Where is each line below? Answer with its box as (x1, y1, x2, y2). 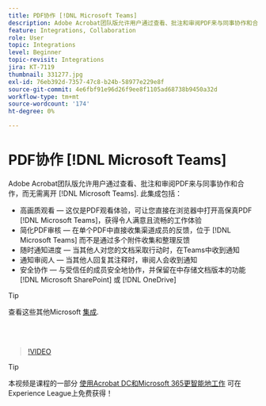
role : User (8, 33, 44, 42)
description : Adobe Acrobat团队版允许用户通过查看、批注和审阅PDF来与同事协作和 (8, 19, 253, 27)
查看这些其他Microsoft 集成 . (8, 307, 99, 316)
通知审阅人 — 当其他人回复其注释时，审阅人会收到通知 (19, 255, 198, 264)
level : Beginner (8, 48, 62, 56)
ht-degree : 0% (8, 108, 55, 116)
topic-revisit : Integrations (8, 56, 104, 64)
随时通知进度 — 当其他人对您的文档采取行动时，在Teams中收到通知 (19, 245, 240, 255)
